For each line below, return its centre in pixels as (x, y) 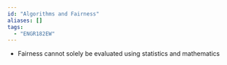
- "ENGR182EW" (34, 34)
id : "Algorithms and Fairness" (53, 14)
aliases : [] (25, 20)
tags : (15, 27)
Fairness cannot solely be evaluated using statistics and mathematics (119, 54)
